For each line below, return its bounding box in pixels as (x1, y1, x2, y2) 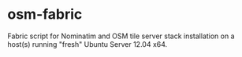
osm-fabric (7, 5, 83, 23)
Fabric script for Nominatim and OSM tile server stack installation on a (7, 31, 235, 41)
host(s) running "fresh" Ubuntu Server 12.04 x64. (7, 39, 168, 48)
